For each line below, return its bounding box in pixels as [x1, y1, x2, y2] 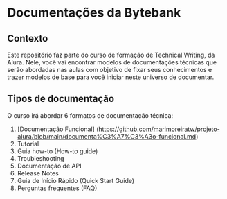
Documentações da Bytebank [7, 5, 181, 21]
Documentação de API [17, 162, 82, 170]
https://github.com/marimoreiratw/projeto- [98, 125, 220, 133]
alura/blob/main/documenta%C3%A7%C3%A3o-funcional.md [17, 132, 197, 140]
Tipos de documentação [7, 93, 115, 105]
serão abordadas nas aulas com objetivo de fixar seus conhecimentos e [7, 66, 212, 73]
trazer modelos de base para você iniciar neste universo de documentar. [7, 73, 215, 81]
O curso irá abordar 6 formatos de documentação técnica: [7, 111, 174, 119]
